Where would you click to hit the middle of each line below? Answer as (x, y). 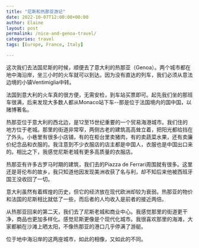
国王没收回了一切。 (30, 179)
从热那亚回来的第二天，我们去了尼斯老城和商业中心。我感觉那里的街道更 (94, 211)
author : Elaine (25, 22)
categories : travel (30, 39)
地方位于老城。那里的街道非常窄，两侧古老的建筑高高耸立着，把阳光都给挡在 (99, 129)
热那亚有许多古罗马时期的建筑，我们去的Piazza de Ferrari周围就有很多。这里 (99, 164)
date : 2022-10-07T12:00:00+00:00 (47, 17)
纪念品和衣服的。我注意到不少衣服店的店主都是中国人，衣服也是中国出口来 (102, 144)
